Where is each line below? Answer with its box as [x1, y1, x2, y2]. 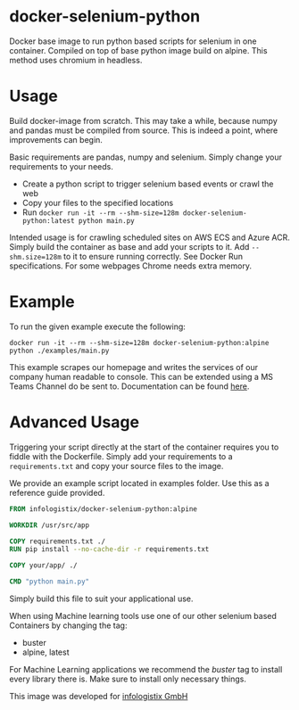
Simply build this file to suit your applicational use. [9, 593, 194, 604]
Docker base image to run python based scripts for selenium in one [9, 36, 257, 46]
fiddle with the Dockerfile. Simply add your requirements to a [9, 450, 234, 461]
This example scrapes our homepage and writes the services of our [9, 361, 259, 372]
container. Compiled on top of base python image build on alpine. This [9, 45, 268, 55]
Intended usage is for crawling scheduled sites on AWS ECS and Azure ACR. [9, 232, 290, 243]
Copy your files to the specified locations [21, 197, 174, 208]
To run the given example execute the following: [9, 321, 186, 332]
